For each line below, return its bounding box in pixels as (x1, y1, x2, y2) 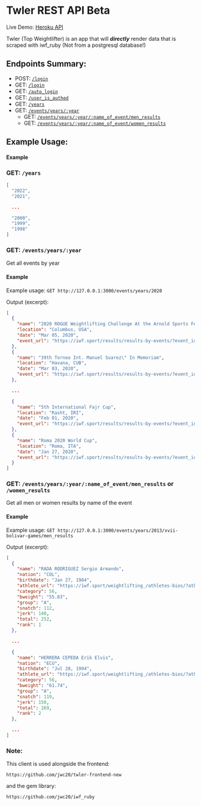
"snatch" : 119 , (17, 694, 55, 700)
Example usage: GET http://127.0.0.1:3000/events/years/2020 (6, 286, 163, 294)
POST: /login (14, 74, 48, 82)
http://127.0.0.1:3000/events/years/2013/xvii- (57, 528, 178, 534)
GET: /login (14, 81, 45, 88)
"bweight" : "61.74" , (17, 682, 68, 689)
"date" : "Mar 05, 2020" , (17, 332, 79, 338)
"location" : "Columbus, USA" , (17, 326, 93, 333)
